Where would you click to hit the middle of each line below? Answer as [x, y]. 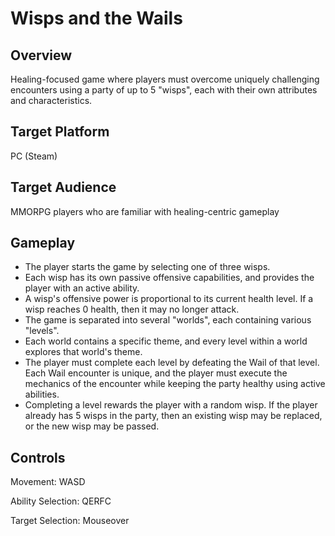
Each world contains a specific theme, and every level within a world [166, 341]
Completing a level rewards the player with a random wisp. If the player [171, 405]
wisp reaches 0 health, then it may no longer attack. [132, 309]
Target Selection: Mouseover [70, 521]
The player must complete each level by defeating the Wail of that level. [172, 363]
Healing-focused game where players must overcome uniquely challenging [165, 79]
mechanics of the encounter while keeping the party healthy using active [175, 384]
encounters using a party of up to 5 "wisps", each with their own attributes [164, 90]
